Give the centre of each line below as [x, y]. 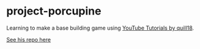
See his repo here [28, 39]
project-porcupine [54, 11]
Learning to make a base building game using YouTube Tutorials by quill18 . [100, 28]
